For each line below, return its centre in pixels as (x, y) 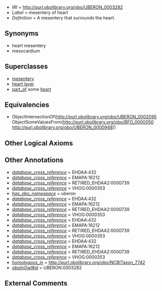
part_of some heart (32, 89)
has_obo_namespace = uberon (44, 193)
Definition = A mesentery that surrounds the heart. (63, 18)
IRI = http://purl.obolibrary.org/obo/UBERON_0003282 (67, 7)
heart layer (23, 84)
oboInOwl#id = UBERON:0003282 (47, 268)
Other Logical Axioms (39, 143)
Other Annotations (34, 160)
